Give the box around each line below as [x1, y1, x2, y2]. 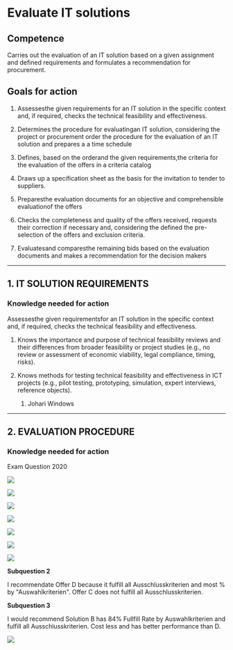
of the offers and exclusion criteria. [44, 231, 146, 239]
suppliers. [17, 181, 46, 190]
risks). [17, 358, 36, 366]
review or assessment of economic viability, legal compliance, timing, [17, 350, 216, 358]
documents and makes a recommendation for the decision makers [17, 251, 207, 260]
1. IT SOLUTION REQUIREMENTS [7, 278, 149, 290]
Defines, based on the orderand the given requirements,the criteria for [17, 153, 218, 161]
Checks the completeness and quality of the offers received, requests [17, 215, 217, 224]
